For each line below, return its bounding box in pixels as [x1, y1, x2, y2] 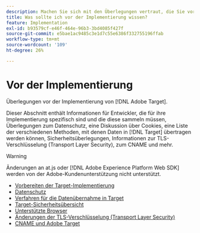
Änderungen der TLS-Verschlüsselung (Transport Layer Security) [14, 213, 176, 221]
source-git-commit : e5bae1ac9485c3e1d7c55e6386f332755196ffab [6, 31, 164, 37]
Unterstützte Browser [14, 207, 68, 214]
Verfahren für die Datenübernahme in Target [14, 194, 124, 201]
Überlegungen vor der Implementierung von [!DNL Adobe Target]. [6, 97, 168, 105]
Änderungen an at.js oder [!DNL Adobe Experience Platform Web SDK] [6, 164, 180, 171]
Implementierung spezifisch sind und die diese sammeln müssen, [6, 115, 167, 122]
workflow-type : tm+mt [6, 36, 60, 42]
